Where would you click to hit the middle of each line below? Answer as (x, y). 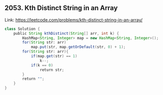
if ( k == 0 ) (42, 65)
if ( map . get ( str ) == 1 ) (54, 56)
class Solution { (22, 29)
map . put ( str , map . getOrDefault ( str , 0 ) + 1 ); (78, 47)
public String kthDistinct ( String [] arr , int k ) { (66, 33)
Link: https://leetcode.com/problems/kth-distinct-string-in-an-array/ (74, 20)
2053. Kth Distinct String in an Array (61, 8)
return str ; (52, 70)
